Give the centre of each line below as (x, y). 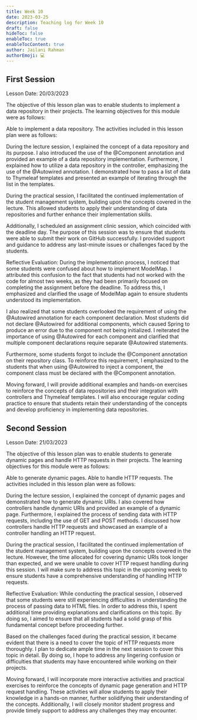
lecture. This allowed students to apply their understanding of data (87, 208)
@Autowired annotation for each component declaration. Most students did (98, 318)
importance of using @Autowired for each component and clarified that (93, 336)
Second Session (36, 428)
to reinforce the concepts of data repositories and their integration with (92, 391)
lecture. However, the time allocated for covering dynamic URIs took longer (97, 557)
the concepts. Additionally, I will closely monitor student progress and (91, 704)
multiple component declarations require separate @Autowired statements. (97, 343)
